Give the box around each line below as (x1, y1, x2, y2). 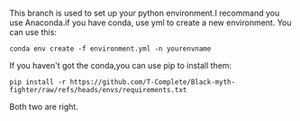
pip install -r (9, 78, 67, 87)
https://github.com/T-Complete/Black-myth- (69, 78, 236, 87)
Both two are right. (9, 101, 78, 112)
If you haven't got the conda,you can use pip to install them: (9, 60, 232, 70)
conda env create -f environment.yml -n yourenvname (9, 44, 212, 53)
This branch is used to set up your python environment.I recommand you (9, 8, 280, 18)
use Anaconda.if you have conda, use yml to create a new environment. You (9, 17, 292, 28)
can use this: (9, 27, 57, 37)
